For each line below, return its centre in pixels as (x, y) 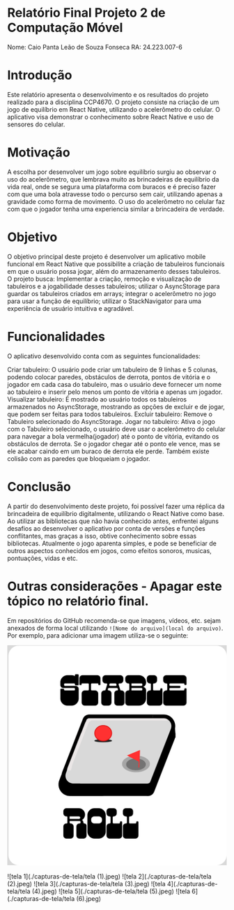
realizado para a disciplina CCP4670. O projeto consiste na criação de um (113, 102)
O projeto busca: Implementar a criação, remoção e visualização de (104, 279)
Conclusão (39, 486)
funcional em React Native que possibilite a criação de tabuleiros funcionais (116, 264)
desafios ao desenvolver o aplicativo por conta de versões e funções (106, 528)
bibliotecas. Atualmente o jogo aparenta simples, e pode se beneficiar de (112, 543)
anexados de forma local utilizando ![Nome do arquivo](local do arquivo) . (115, 628)
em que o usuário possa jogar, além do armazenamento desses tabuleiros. (114, 271)
